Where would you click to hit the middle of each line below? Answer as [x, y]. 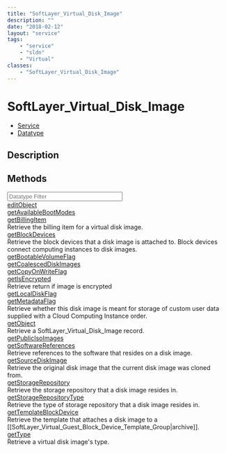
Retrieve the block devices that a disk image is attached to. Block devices [112, 242]
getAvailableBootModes [41, 212]
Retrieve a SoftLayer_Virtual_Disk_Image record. [76, 330]
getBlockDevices [31, 234]
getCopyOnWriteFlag [37, 271]
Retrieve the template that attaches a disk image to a [82, 420]
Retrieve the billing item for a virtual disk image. [75, 227]
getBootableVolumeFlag [41, 256]
